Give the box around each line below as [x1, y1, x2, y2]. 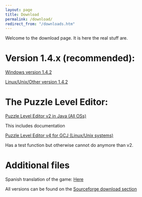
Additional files [5, 160, 70, 171]
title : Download [5, 12, 39, 17]
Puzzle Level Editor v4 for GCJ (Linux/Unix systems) [5, 132, 114, 138]
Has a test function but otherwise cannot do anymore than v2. [5, 142, 134, 148]
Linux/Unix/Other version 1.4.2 [5, 79, 68, 85]
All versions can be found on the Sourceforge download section [5, 186, 137, 192]
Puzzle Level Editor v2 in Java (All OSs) [5, 113, 87, 119]
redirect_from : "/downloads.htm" [5, 21, 75, 27]
